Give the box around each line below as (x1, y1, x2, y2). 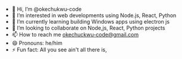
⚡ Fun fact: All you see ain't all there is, (11, 46, 107, 53)
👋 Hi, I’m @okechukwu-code (11, 6, 82, 12)
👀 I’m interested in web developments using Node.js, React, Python (11, 12, 177, 19)
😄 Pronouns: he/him (11, 40, 62, 47)
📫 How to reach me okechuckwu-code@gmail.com (11, 31, 139, 38)
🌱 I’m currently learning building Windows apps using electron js (11, 18, 170, 25)
